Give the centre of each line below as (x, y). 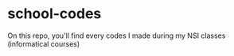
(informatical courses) (44, 43)
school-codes (55, 14)
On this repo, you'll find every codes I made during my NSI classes (117, 35)
